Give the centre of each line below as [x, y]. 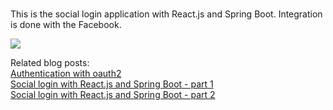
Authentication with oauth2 [66, 73]
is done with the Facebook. [66, 24]
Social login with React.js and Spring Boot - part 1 [112, 84]
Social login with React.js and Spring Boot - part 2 [113, 94]
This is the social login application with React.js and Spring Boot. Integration [166, 14]
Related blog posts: [50, 62]
